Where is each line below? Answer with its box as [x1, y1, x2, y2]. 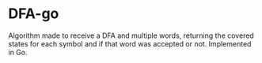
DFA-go [8, 5, 59, 23]
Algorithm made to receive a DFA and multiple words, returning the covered [8, 31, 255, 40]
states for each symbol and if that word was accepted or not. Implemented [8, 39, 252, 48]
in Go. [8, 47, 28, 57]
